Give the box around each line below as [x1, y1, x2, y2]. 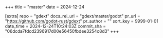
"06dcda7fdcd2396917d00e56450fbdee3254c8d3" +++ [5, 28, 119, 34]
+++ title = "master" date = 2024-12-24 [5, 4, 85, 9]
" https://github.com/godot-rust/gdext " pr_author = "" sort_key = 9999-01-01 [5, 19, 159, 24]
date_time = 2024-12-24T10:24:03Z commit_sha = [5, 23, 106, 29]
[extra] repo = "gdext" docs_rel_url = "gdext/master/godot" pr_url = [5, 13, 140, 19]
